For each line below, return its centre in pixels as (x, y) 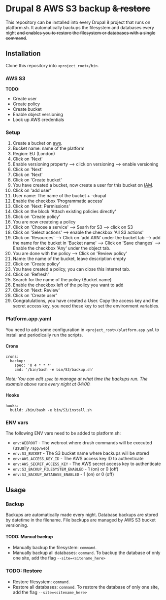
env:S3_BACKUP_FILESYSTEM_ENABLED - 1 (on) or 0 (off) (66, 469)
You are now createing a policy (44, 222)
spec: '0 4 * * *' (33, 365)
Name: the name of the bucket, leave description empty (69, 259)
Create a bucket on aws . (37, 143)
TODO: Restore (24, 571)
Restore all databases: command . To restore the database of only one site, (86, 587)
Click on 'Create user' (35, 296)
